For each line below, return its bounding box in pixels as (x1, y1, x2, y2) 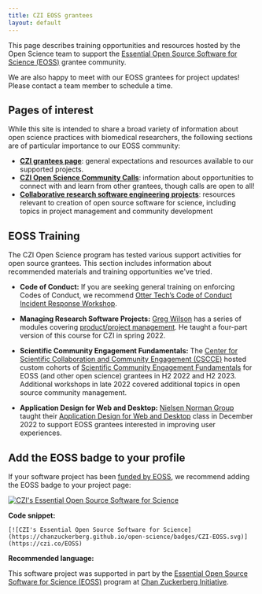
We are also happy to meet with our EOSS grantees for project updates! (8, 72, 240, 82)
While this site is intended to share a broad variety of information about (8, 124, 238, 134)
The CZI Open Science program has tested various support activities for (8, 250, 242, 260)
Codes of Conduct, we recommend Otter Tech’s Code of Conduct (19, 290, 232, 300)
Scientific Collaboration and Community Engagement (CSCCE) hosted (19, 355, 246, 364)
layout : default (8, 19, 61, 27)
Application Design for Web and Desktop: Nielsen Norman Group (19, 403, 234, 413)
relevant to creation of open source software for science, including (19, 198, 236, 208)
